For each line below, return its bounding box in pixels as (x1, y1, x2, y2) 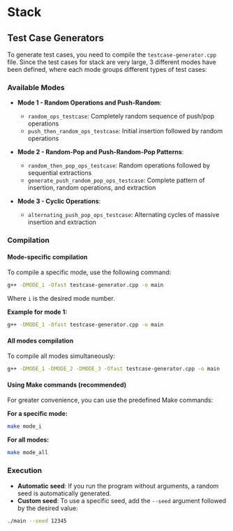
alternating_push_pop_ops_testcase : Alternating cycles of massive (27, 211, 220, 219)
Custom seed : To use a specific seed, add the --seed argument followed (17, 496, 227, 504)
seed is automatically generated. (17, 489, 112, 498)
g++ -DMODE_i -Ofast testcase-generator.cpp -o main (7, 282, 164, 289)
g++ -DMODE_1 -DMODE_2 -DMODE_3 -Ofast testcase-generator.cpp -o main (7, 366, 220, 373)
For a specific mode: (7, 410, 68, 418)
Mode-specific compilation (7, 253, 88, 261)
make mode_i (7, 423, 42, 430)
